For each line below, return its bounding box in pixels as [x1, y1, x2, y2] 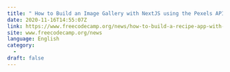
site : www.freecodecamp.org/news [7, 29, 103, 36]
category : [7, 42, 36, 49]
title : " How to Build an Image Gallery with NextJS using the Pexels [7, 10, 213, 17]
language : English [7, 36, 60, 43]
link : [7, 23, 23, 29]
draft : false [7, 55, 44, 62]
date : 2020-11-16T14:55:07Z [7, 16, 88, 23]
